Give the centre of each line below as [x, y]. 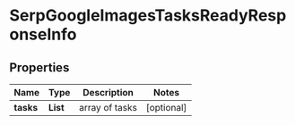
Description [108, 92]
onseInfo [43, 34]
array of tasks [108, 108]
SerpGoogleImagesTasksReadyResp [148, 16]
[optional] [166, 108]
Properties [39, 67]
